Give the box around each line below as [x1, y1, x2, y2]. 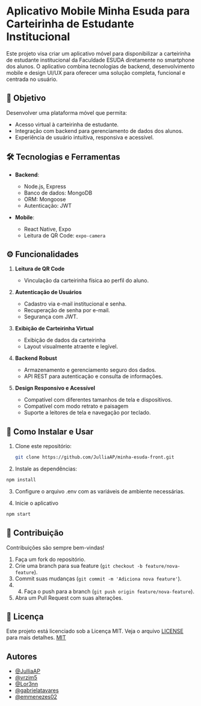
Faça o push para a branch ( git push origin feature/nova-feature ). [23, 588, 194, 595]
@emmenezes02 [14, 693, 57, 701]
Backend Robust [14, 355, 57, 362]
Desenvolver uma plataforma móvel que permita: [6, 109, 128, 116]
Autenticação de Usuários [14, 289, 82, 296]
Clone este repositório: [14, 443, 72, 450]
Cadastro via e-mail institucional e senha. [23, 300, 127, 307]
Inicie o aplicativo [14, 499, 59, 507]
